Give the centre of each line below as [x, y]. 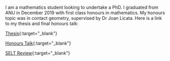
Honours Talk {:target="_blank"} [38, 43]
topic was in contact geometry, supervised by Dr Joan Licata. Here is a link [84, 18]
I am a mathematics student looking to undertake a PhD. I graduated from [82, 7]
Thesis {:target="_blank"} [31, 33]
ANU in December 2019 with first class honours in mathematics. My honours [85, 13]
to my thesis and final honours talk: [42, 23]
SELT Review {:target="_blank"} [38, 53]
